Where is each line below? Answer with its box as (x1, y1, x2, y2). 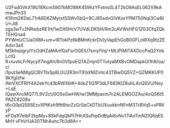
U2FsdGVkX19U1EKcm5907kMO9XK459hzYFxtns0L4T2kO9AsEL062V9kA (5, 5, 162, 10)
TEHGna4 (5, 32, 26, 37)
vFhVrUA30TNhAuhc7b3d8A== (15, 118, 82, 124)
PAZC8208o (5, 96, 31, 103)
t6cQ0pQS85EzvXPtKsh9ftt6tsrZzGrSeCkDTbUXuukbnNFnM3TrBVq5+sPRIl (5, 102, 164, 108)
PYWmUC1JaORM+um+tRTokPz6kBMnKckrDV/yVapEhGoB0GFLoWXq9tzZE (5, 37, 165, 43)
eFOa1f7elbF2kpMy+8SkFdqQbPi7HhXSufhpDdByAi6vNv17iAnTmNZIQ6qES (5, 113, 164, 119)
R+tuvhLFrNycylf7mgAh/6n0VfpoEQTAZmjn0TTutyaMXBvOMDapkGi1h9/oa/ (5, 59, 165, 64)
